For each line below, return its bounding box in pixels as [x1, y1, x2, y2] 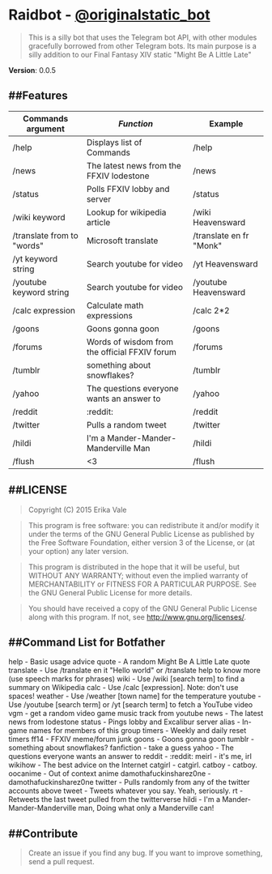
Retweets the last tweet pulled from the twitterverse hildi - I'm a [8, 795, 221, 804]
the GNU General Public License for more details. [28, 587, 193, 597]
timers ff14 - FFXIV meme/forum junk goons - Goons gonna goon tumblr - [8, 735, 255, 744]
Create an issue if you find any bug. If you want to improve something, [28, 848, 263, 858]
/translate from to [12, 229, 79, 241]
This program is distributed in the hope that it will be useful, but [28, 561, 240, 572]
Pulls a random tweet [86, 419, 168, 430]
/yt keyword [12, 253, 58, 264]
